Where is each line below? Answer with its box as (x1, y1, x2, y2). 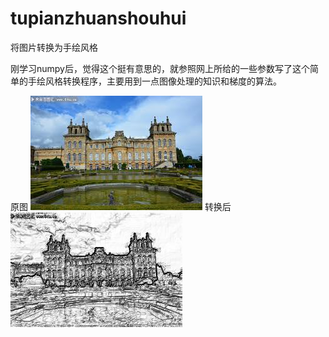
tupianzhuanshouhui (10, 7, 187, 30)
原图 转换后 (10, 200, 232, 212)
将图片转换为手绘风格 (10, 41, 98, 53)
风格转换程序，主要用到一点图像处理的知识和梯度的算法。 (44, 75, 282, 87)
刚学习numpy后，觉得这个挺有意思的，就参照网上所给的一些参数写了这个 (10, 62, 310, 74)
